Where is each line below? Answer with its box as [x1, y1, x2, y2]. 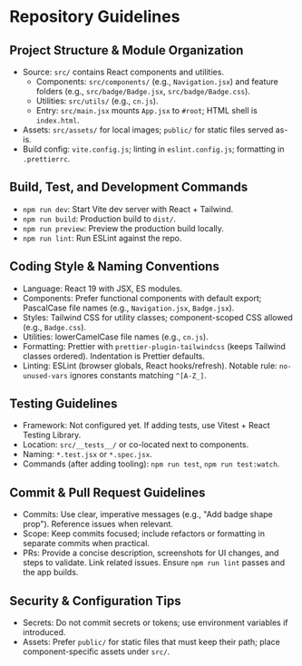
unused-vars [22, 371, 68, 380]
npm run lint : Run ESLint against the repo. [22, 232, 182, 243]
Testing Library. [22, 429, 82, 441]
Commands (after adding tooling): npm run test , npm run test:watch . [22, 458, 280, 469]
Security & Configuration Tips [9, 593, 181, 609]
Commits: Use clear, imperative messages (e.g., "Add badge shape [22, 509, 274, 520]
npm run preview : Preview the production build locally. [22, 222, 225, 233]
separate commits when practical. [22, 538, 150, 549]
